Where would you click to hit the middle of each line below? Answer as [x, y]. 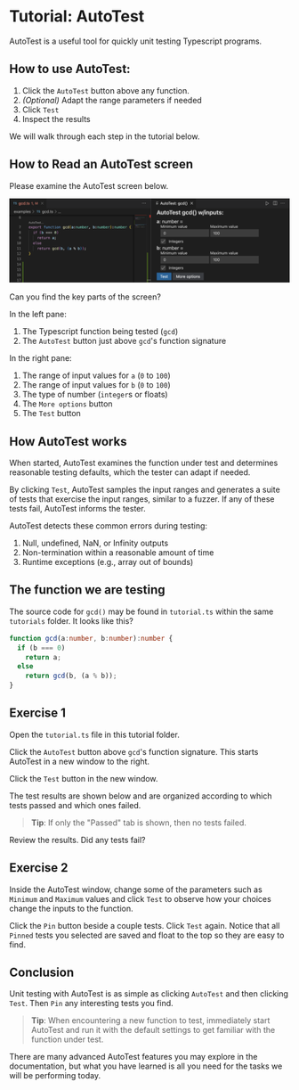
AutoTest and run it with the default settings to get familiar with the [153, 1030]
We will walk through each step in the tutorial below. [105, 136]
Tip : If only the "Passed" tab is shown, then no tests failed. [139, 823]
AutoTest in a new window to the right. [79, 761]
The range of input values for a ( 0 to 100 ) [96, 375]
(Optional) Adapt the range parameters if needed [112, 100]
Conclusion [42, 973]
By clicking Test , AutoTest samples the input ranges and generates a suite [145, 489]
